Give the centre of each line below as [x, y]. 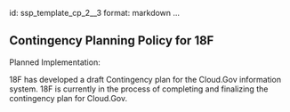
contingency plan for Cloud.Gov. [68, 98]
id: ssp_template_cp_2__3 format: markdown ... [95, 13]
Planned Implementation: [55, 62]
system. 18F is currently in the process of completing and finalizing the [139, 89]
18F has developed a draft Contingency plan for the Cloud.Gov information [145, 79]
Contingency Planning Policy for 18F [112, 40]
